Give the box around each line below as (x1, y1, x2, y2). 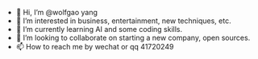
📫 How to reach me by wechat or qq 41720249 (15, 42, 174, 51)
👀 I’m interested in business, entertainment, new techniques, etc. (15, 16, 231, 26)
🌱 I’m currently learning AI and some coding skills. (15, 25, 183, 33)
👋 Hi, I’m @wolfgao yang (15, 8, 98, 17)
